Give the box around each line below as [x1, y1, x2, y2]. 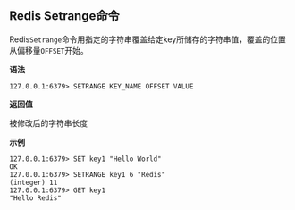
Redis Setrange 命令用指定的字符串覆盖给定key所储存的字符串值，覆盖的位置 [9, 34, 286, 45]
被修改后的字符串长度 [9, 117, 88, 128]
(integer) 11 [9, 178, 58, 187]
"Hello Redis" [9, 193, 63, 203]
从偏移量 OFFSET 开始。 [9, 45, 88, 55]
